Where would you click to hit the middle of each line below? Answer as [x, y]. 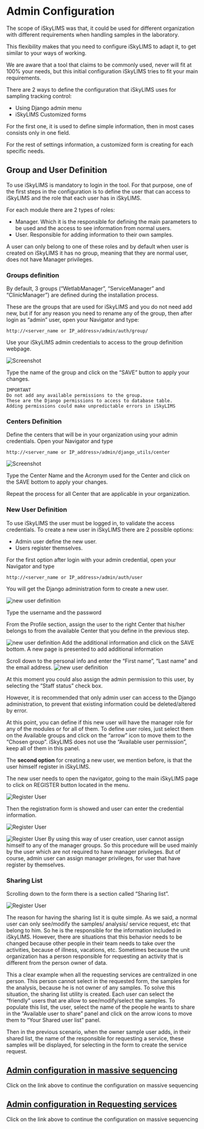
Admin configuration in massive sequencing [92, 1071]
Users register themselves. [49, 548]
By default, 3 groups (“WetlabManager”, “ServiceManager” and [86, 289]
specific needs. [26, 151]
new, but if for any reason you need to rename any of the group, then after [100, 313]
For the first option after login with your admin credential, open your [91, 559]
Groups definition [33, 275]
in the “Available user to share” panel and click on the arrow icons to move [99, 1013]
